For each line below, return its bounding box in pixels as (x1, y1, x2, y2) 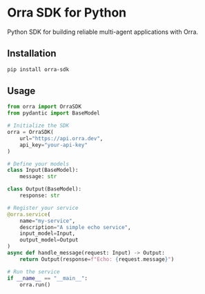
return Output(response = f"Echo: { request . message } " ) (19, 255, 175, 263)
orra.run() (19, 281, 51, 288)
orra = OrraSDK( (7, 129, 54, 136)
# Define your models (7, 160, 70, 167)
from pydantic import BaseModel (7, 110, 100, 117)
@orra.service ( (7, 210, 51, 218)
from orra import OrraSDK (7, 104, 81, 110)
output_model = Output (19, 237, 79, 244)
